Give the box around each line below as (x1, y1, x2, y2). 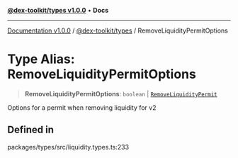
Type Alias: (7, 51, 76, 67)
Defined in (7, 124, 55, 136)
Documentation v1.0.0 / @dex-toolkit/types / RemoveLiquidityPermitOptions (7, 26, 228, 35)
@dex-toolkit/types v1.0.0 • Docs (7, 6, 109, 14)
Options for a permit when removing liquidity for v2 (7, 103, 157, 112)
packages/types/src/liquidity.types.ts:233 (7, 142, 130, 151)
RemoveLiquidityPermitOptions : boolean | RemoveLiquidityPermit (24, 89, 217, 98)
